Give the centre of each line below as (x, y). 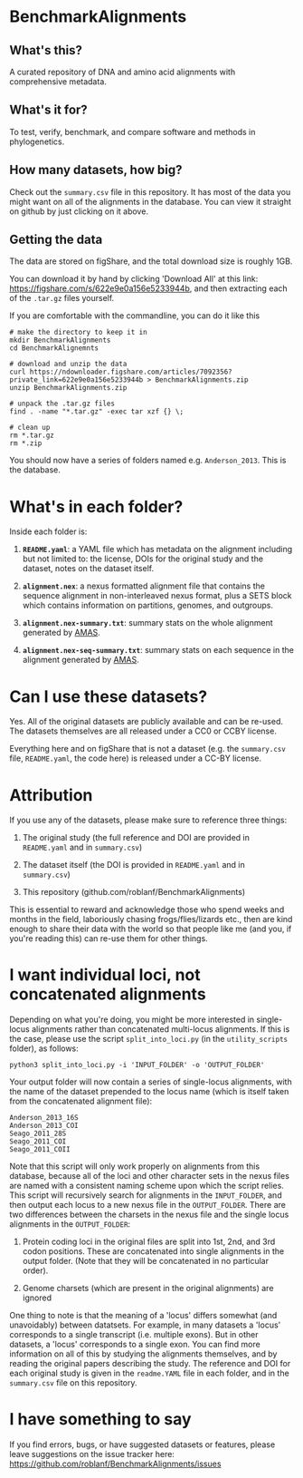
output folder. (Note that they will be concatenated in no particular (146, 1261)
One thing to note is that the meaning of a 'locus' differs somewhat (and (143, 1316)
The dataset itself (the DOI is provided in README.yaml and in (134, 865)
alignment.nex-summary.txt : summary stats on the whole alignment (147, 623)
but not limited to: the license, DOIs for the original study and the (143, 559)
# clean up (30, 428)
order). (35, 1270)
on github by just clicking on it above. (79, 211)
